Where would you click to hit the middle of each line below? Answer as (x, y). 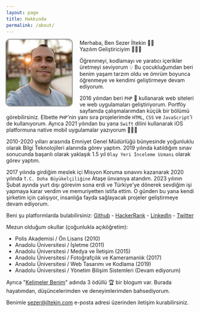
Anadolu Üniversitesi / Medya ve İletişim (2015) (73, 252)
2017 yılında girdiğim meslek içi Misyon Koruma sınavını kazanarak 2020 (95, 172)
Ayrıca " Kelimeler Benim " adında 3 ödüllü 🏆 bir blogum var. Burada (89, 282)
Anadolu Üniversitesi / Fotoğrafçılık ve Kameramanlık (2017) (88, 258)
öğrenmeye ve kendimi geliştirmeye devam (132, 80)
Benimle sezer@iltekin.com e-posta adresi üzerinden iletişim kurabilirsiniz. (98, 302)
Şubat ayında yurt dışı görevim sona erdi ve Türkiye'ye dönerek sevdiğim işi (99, 185)
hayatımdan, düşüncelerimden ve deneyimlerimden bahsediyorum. (88, 291)
